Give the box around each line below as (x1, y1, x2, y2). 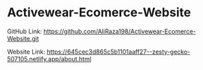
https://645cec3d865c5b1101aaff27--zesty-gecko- (47, 48, 191, 56)
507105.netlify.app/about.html (7, 54, 91, 63)
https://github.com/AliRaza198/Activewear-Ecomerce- (43, 27, 196, 35)
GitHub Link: (7, 27, 43, 35)
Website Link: (7, 48, 46, 56)
